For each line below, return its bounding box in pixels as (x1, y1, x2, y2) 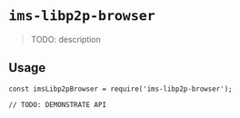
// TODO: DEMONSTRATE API (8, 100, 106, 109)
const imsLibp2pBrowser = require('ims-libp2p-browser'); (8, 84, 233, 93)
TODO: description (30, 34, 102, 44)
